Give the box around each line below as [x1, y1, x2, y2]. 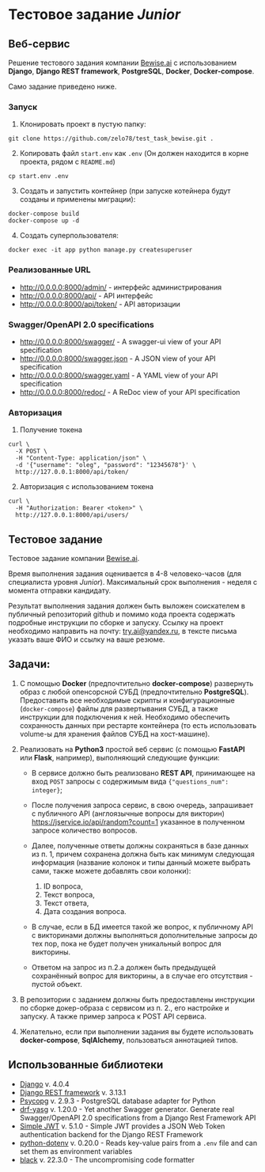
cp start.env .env [8, 173, 69, 180]
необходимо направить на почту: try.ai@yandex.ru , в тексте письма [8, 627, 237, 635]
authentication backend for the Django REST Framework [19, 1129, 203, 1139]
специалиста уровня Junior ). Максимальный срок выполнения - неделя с [8, 578, 258, 586]
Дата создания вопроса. [43, 906, 127, 916]
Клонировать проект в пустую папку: [19, 119, 146, 129]
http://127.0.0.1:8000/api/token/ [15, 468, 129, 476]
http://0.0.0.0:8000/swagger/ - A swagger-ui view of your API [19, 336, 221, 346]
